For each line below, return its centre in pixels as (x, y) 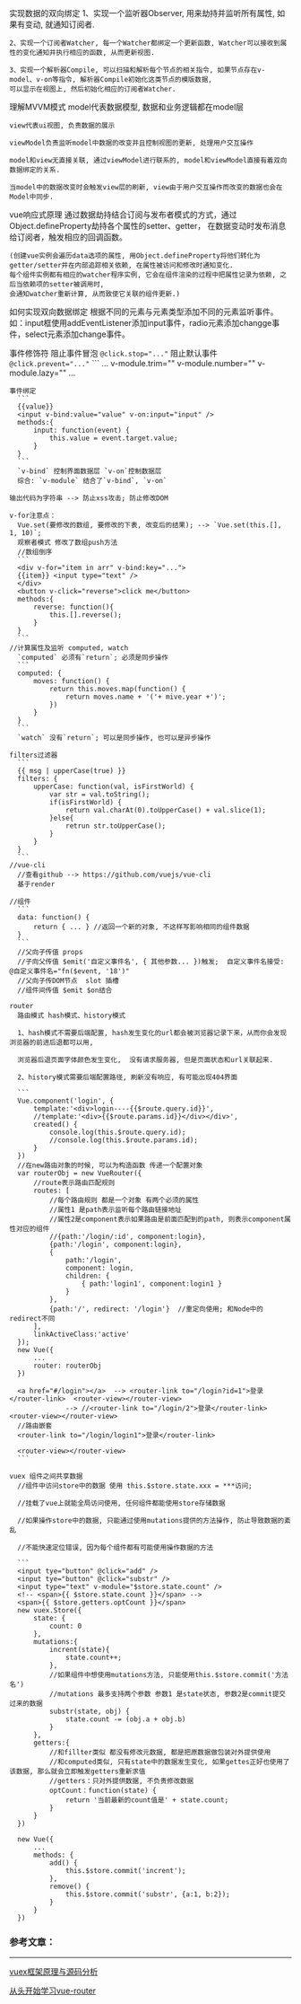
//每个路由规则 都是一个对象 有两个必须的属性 (124, 1200)
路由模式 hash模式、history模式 (72, 1015)
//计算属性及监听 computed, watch (69, 648)
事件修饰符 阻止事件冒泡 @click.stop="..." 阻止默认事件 (113, 353)
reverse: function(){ (73, 607)
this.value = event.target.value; (113, 438)
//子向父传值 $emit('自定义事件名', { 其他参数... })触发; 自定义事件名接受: (151, 962)
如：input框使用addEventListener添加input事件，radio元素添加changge (141, 323)
